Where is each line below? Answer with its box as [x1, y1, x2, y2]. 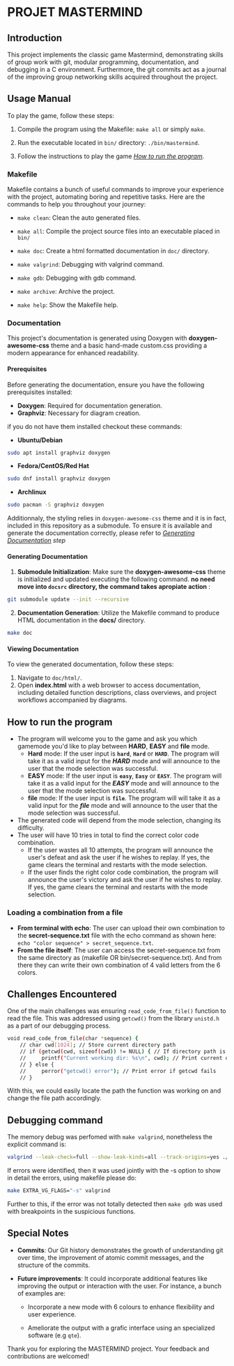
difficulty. [17, 824, 45, 832]
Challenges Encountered [7, 988, 117, 1000]
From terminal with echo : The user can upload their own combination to [17, 924, 225, 932]
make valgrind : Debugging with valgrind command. [17, 260, 164, 269]
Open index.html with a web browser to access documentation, [17, 681, 201, 689]
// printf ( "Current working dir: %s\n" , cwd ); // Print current [19, 1054, 223, 1061]
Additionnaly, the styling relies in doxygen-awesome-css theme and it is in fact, [7, 514, 227, 523]
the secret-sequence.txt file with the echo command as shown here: [17, 931, 217, 939]
